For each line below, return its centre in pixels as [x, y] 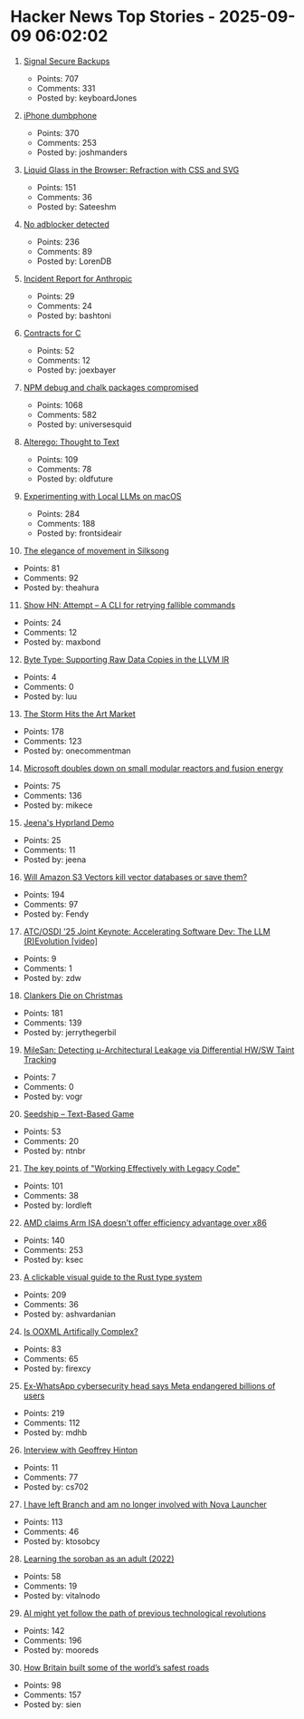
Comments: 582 [67, 414]
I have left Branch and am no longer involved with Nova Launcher [145, 1504]
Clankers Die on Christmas [73, 995]
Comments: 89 [65, 251]
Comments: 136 [52, 795]
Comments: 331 [66, 88]
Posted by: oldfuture [75, 479]
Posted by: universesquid [84, 424]
